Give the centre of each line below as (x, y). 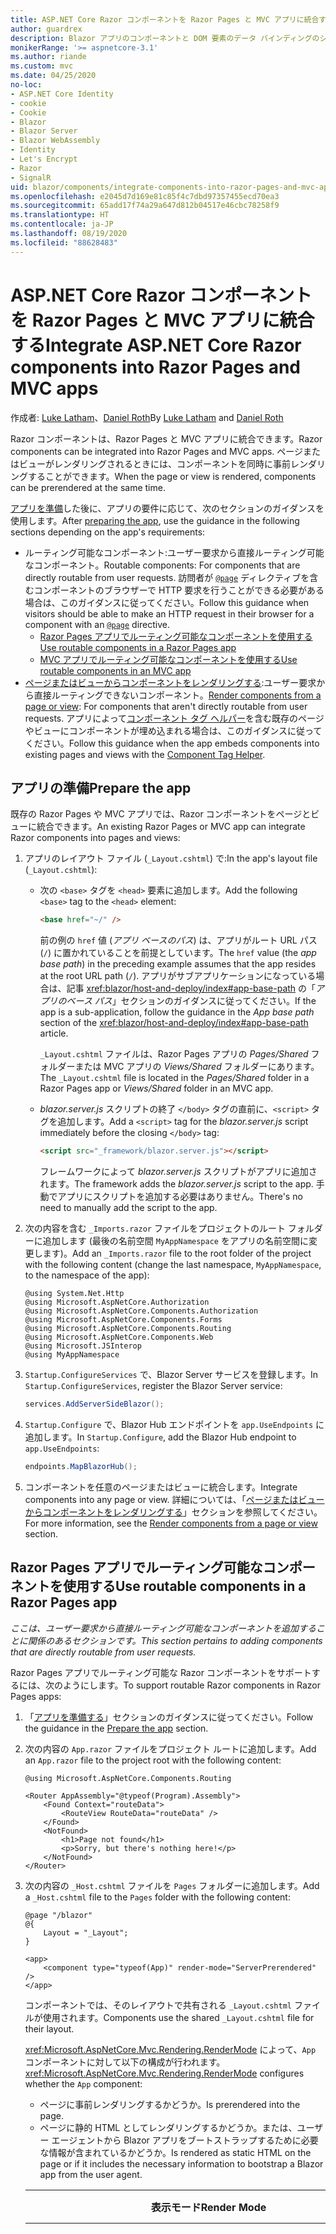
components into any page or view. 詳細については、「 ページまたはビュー (174, 1499)
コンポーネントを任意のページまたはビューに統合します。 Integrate (161, 1487)
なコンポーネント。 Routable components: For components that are (162, 565)
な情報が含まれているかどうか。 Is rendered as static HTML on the (175, 2152)
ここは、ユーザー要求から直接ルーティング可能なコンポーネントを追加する (163, 1628)
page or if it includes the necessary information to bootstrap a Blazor (181, 2163)
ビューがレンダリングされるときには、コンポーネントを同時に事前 (154, 463)
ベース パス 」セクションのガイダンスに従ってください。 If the (191, 1001)
